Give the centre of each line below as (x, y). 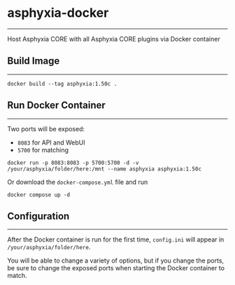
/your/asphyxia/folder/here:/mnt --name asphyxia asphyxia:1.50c (104, 169)
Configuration (38, 216)
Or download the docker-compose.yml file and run (78, 182)
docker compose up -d (39, 194)
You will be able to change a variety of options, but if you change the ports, (116, 260)
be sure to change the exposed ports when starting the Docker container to (116, 268)
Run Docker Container (57, 106)
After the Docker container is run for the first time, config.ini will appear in (116, 239)
